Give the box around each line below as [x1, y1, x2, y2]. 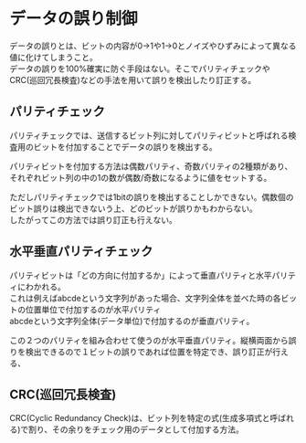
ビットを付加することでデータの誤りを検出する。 [33, 141, 217, 152]
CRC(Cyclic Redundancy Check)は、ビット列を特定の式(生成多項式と [9, 413, 270, 424]
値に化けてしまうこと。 [9, 51, 98, 62]
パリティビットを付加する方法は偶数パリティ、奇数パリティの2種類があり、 [9, 161, 293, 172]
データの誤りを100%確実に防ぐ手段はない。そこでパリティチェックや [9, 63, 271, 74]
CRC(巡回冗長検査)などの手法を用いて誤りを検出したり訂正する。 [9, 74, 257, 85]
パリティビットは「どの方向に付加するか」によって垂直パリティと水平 [9, 269, 272, 280]
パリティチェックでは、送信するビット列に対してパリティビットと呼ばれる [9, 130, 289, 141]
